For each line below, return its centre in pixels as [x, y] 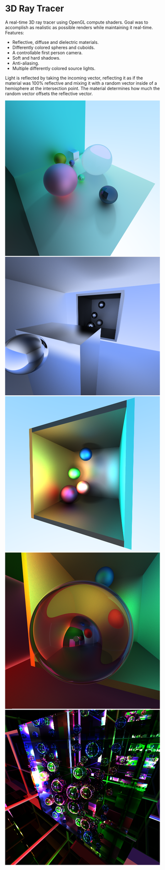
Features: [15, 32]
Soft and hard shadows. [36, 58]
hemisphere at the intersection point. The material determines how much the [82, 88]
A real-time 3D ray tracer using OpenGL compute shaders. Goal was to [77, 22]
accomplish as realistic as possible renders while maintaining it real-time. [79, 27]
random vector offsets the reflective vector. [49, 94]
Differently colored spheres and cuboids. [54, 47]
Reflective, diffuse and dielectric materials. [55, 42]
